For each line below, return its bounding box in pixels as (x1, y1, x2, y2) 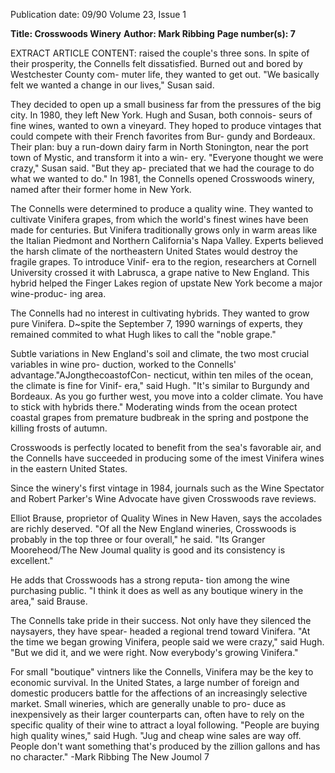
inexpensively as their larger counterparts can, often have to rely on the (10, 709, 305, 720)
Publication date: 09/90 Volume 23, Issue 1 (10, 9, 187, 20)
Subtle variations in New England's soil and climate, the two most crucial (10, 348, 310, 359)
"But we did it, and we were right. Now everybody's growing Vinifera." (10, 647, 299, 658)
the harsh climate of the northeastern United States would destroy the (10, 245, 298, 257)
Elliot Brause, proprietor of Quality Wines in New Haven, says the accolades (10, 512, 323, 524)
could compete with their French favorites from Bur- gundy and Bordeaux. (10, 130, 316, 142)
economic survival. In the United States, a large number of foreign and (10, 677, 300, 688)
